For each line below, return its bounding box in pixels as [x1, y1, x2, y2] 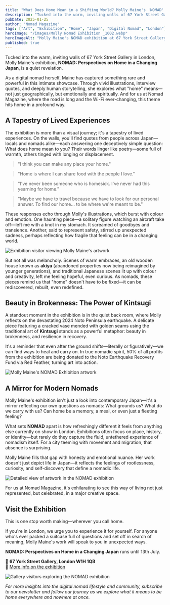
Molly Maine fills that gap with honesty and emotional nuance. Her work [5, 454, 155, 460]
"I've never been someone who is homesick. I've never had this [17, 180, 150, 187]
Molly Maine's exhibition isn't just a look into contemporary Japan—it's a [5, 397, 157, 403]
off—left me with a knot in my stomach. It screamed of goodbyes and [5, 221, 150, 227]
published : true [5, 40, 39, 45]
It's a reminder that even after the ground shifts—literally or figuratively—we [5, 343, 163, 349]
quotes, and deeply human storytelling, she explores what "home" [5, 85, 143, 91]
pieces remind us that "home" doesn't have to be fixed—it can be [5, 278, 142, 285]
